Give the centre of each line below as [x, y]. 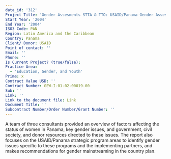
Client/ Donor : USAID [28, 43]
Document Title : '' [26, 105]
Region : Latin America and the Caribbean [50, 34]
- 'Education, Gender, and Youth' [46, 72]
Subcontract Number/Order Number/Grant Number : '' [60, 110]
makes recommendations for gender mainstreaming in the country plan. [81, 151]
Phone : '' [16, 57]
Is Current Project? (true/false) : [43, 62]
